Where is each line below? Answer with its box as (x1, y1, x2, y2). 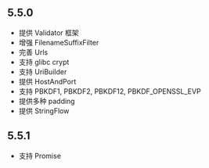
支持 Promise (18, 151, 62, 160)
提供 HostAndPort (18, 77, 77, 86)
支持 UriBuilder (18, 66, 67, 77)
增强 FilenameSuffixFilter (18, 38, 99, 47)
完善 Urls (18, 47, 49, 57)
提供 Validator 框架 (18, 27, 79, 38)
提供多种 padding (18, 96, 75, 105)
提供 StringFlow (18, 105, 70, 116)
